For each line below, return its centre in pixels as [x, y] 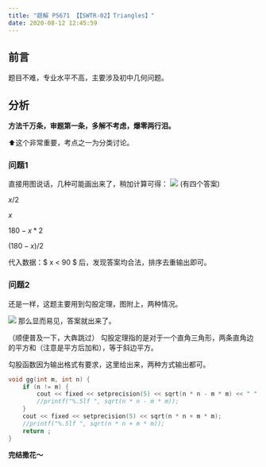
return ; [37, 431]
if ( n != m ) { [46, 387]
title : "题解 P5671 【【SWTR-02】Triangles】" [81, 15]
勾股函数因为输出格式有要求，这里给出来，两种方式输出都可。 [109, 364]
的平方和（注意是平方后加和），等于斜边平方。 [83, 347]
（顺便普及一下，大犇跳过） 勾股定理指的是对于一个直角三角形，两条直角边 [131, 338]
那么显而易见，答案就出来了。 [67, 320]
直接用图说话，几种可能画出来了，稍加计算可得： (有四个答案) [114, 184]
